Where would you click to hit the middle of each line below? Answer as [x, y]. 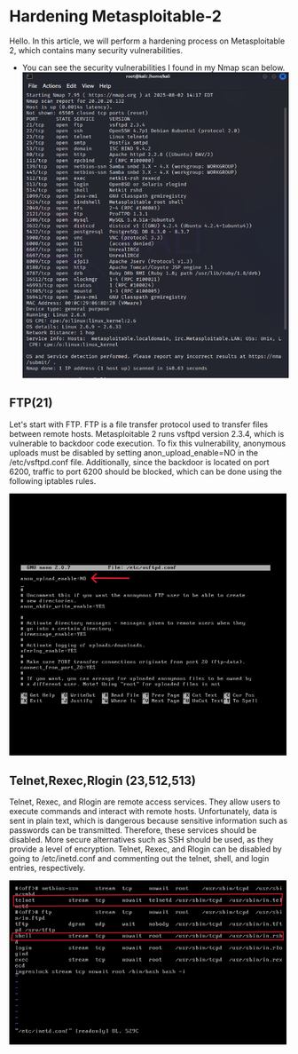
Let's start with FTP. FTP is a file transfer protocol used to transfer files [139, 424]
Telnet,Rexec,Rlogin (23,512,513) [103, 780]
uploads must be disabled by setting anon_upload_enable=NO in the [134, 452]
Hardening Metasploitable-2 [115, 16]
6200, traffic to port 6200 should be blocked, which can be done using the [145, 472]
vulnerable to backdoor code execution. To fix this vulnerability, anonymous [148, 443]
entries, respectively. [47, 868]
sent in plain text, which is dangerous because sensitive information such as [149, 821]
